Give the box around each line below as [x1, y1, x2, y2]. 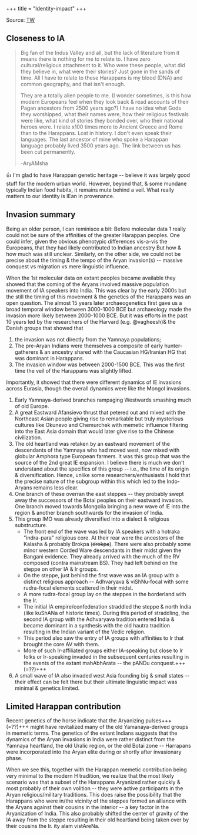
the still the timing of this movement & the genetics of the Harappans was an [6, 293, 191, 300]
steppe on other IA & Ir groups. [23, 566, 98, 573]
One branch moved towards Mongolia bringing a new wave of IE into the [14, 502, 190, 509]
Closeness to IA [6, 34, 65, 44]
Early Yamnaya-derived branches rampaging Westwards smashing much [14, 396, 192, 403]
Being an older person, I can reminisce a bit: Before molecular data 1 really [6, 225, 186, 232]
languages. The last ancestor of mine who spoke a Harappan [20, 136, 169, 143]
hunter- [164, 342, 183, 349]
